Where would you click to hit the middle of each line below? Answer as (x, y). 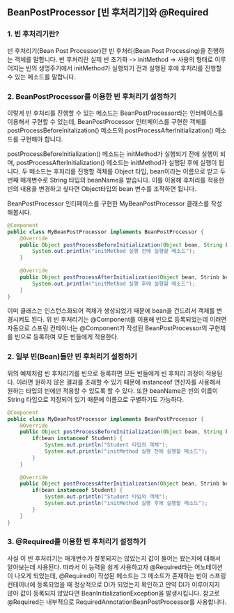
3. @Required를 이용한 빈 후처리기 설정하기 (77, 542)
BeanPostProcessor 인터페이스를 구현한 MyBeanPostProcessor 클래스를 (108, 203)
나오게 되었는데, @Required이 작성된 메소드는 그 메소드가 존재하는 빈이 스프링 (120, 575)
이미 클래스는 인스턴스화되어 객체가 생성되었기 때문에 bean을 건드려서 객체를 (111, 311)
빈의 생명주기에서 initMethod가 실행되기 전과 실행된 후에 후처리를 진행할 (124, 68)
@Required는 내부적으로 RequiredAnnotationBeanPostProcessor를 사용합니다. (117, 602)
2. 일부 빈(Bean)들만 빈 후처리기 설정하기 (72, 357)
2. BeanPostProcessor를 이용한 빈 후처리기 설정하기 (92, 96)
